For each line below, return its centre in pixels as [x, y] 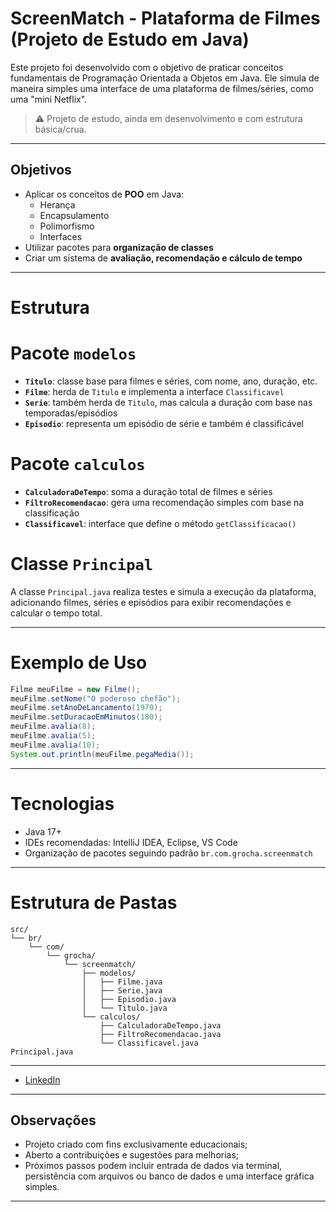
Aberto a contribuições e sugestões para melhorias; [132, 1155]
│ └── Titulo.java [124, 1008]
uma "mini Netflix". [49, 99]
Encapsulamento [74, 215]
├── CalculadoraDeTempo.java [160, 1025]
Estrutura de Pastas [94, 902]
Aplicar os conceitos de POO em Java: [104, 194]
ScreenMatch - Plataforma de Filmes [165, 18]
